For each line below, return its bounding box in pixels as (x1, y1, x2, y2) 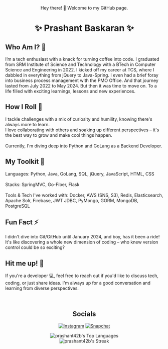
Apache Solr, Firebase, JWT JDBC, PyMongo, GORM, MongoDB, (5, 197, 139, 203)
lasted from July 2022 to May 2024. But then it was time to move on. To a (5, 83, 157, 89)
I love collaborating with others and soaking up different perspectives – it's (5, 127, 159, 133)
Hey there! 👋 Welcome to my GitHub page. (40, 5, 128, 11)
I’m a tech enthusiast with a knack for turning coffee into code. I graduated (5, 56, 159, 62)
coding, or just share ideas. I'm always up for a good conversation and (5, 280, 151, 286)
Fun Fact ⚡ (5, 218, 39, 227)
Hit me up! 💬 (5, 259, 44, 268)
